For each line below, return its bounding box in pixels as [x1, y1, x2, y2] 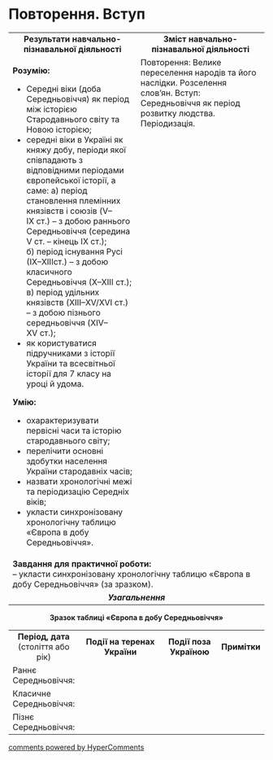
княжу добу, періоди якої [26, 144, 126, 155]
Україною [169, 646, 210, 657]
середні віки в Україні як [26, 133, 123, 145]
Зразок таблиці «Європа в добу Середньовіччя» [50, 612, 223, 622]
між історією [26, 103, 77, 115]
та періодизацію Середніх [26, 486, 130, 497]
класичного [26, 266, 73, 277]
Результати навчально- [24, 33, 122, 45]
